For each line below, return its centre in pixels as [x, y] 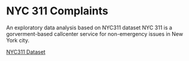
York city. [18, 40]
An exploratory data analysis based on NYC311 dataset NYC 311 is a [89, 28]
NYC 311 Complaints [57, 11]
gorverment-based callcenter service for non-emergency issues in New [95, 33]
